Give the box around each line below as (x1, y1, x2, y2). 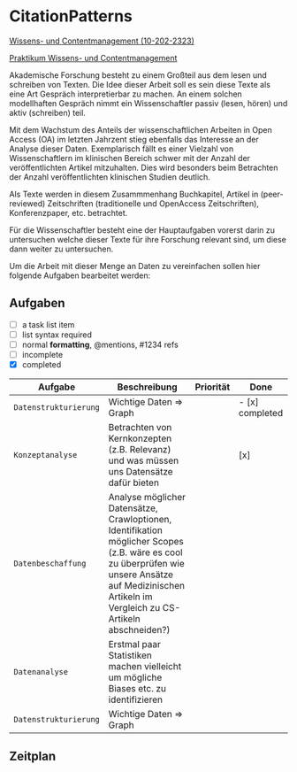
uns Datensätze (108, 466, 174, 478)
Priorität (194, 381, 231, 393)
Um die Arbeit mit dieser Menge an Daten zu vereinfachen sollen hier (9, 260, 261, 271)
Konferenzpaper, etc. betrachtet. (9, 207, 128, 218)
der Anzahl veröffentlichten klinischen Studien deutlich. (9, 171, 210, 182)
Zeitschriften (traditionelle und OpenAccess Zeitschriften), (47, 197, 259, 209)
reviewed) (9, 197, 46, 209)
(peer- (260, 189, 284, 199)
